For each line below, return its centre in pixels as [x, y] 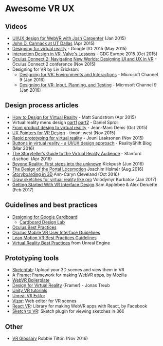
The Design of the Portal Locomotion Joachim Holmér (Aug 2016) [78, 169]
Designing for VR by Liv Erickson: [45, 69]
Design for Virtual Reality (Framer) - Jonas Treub [61, 285]
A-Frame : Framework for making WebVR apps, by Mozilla [69, 275]
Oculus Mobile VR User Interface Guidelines [56, 232]
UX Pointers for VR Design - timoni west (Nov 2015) [64, 133]
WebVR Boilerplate [31, 280]
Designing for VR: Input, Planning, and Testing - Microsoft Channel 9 [88, 85]
